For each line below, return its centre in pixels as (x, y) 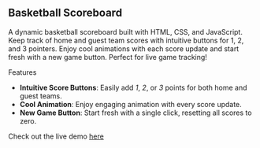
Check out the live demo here (56, 136)
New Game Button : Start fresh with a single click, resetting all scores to (136, 113)
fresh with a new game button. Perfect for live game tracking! (108, 57)
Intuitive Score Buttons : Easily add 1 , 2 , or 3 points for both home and (133, 87)
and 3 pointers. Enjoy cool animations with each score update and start (124, 48)
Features (22, 72)
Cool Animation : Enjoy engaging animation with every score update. (130, 104)
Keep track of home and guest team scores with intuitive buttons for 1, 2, (126, 40)
